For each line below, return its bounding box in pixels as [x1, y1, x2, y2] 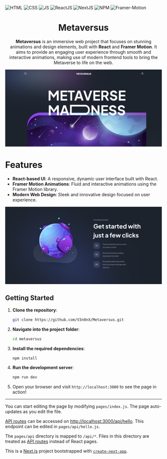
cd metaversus [12, 336, 42, 341]
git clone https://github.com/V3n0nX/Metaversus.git [12, 317, 124, 322]
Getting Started [5, 294, 54, 303]
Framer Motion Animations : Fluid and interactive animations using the [12, 181, 157, 187]
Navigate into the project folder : [12, 326, 80, 332]
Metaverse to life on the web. [54, 60, 113, 66]
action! [12, 389, 27, 395]
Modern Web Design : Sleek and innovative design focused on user [12, 191, 151, 197]
